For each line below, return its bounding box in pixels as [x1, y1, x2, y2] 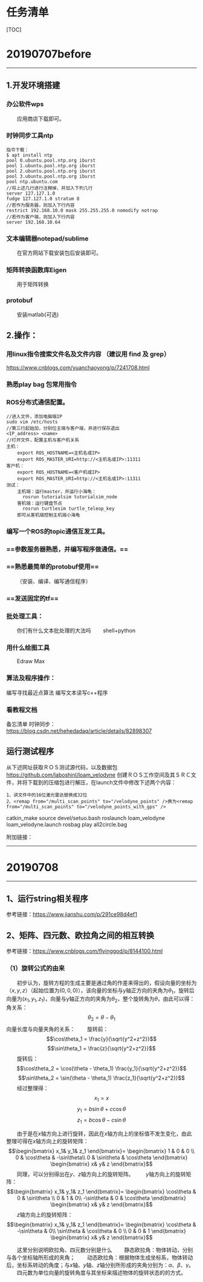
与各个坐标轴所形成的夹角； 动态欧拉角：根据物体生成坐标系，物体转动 [6, 1254, 193, 1261]
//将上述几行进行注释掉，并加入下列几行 [6, 185, 93, 191]
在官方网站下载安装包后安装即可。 [17, 249, 101, 256]
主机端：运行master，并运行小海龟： [17, 489, 97, 495]
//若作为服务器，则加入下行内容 [6, 202, 75, 208]
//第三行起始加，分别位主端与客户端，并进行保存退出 [6, 425, 120, 431]
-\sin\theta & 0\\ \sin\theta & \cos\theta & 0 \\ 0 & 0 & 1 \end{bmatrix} [17, 1227, 186, 1235]
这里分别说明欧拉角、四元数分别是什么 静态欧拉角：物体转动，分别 [17, 1246, 193, 1254]
